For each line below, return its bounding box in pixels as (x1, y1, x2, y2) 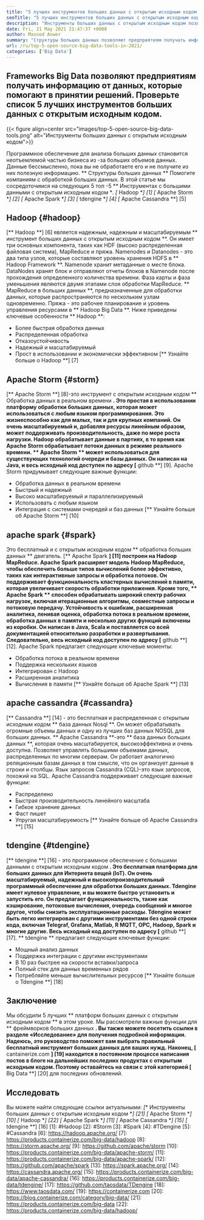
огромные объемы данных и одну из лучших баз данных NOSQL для (6, 727, 185, 734)
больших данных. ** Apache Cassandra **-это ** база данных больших (6, 733, 191, 740)
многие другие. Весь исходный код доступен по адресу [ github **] (6, 928, 186, 935)
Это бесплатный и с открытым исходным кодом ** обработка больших (6, 546, 192, 553)
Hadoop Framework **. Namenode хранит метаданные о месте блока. (6, 261, 186, 268)
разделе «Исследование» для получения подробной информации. (6, 1031, 186, 1038)
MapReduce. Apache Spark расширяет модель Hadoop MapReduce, (6, 559, 185, 566)
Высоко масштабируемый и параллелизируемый (15, 493, 143, 500)
